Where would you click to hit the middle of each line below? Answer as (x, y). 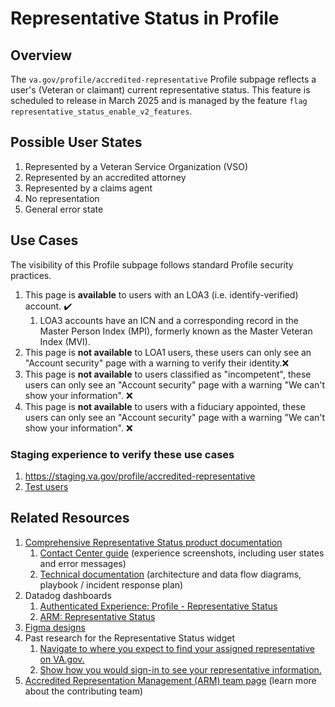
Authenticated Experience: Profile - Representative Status (158, 606)
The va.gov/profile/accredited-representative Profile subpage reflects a (163, 79)
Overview (41, 55)
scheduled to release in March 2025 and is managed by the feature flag (159, 100)
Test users (46, 486)
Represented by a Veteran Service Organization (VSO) (136, 166)
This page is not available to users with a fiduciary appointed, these (165, 406)
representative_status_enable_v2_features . (101, 111)
